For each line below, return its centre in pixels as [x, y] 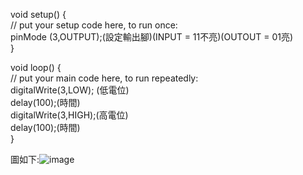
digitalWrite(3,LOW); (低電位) [70, 90]
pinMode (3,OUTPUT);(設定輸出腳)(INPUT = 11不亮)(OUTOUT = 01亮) [152, 37]
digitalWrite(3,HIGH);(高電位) [69, 115]
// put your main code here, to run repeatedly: [104, 78]
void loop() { [36, 67]
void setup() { [38, 14]
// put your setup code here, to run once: [94, 25]
